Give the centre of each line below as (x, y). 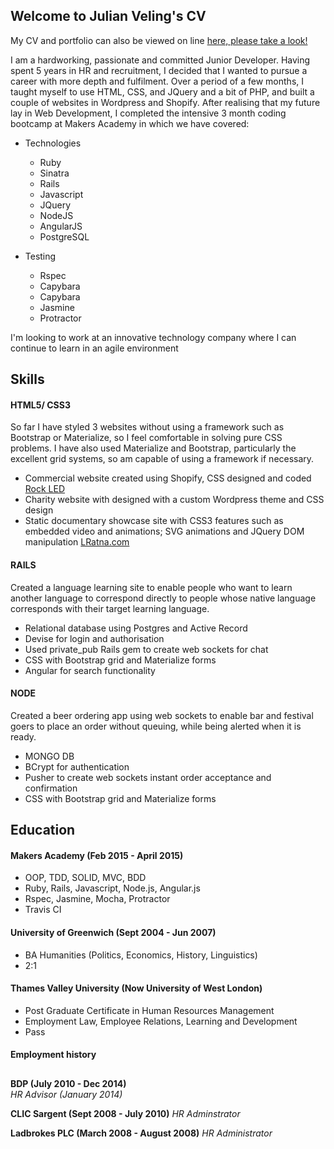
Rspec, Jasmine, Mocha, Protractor (97, 899)
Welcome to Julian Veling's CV (108, 16)
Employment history (53, 1055)
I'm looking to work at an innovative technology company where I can (153, 337)
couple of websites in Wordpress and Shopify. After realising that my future (165, 102)
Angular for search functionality (90, 670)
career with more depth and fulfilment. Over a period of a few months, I (157, 81)
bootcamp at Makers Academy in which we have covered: (130, 123)
